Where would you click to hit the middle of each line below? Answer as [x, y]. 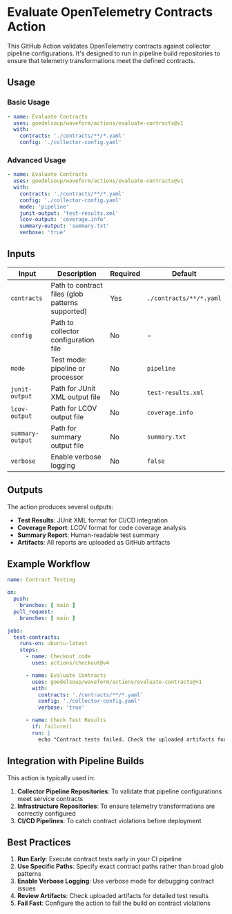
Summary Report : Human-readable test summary [88, 535]
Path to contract [77, 285]
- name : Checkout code [58, 657]
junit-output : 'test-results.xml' [69, 213]
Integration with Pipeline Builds [76, 761]
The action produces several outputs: [60, 507]
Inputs [21, 254]
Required [125, 273]
